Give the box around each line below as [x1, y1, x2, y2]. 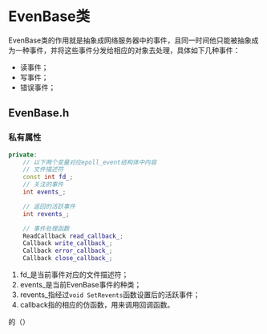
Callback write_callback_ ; [22, 239, 113, 247]
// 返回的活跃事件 [22, 202, 76, 210]
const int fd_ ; [22, 173, 74, 181]
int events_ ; [22, 188, 67, 196]
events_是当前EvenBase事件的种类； [19, 280, 142, 289]
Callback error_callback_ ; [22, 246, 113, 255]
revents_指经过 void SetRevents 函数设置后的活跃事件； [19, 290, 200, 299]
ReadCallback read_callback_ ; [22, 232, 124, 240]
